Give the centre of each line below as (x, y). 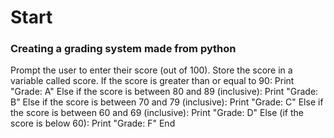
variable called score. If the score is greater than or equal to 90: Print (152, 81)
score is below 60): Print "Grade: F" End (93, 123)
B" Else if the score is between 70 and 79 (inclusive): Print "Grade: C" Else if (167, 102)
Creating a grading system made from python (123, 49)
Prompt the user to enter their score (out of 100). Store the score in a (151, 70)
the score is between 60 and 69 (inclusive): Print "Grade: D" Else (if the (157, 113)
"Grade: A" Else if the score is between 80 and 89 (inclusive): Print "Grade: (164, 92)
